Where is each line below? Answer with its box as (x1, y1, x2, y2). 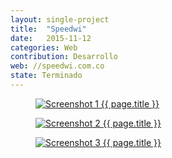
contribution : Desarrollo (10, 52, 118, 62)
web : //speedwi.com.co (10, 61, 105, 71)
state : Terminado (10, 71, 83, 81)
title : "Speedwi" (10, 24, 87, 34)
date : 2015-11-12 (10, 33, 92, 43)
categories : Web (10, 42, 78, 53)
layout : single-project (10, 14, 110, 25)
